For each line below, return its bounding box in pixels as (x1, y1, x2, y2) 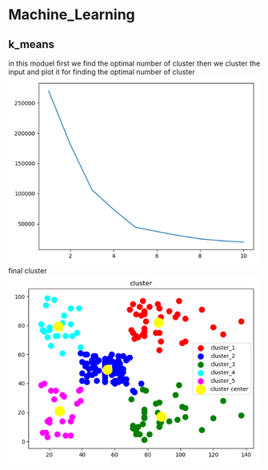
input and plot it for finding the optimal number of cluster (8, 67, 195, 77)
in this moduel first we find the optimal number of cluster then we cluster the (8, 58, 261, 68)
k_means (8, 38, 54, 51)
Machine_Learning (8, 6, 136, 24)
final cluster (8, 266, 47, 275)
